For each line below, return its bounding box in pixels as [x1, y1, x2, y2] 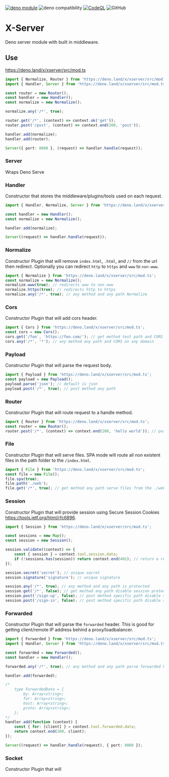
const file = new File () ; [5, 471, 59, 477]
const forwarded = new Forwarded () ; [5, 650, 82, 655]
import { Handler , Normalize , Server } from [5, 202, 100, 207]
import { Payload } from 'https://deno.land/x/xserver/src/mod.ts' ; [5, 372, 152, 377]
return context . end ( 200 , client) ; [14, 729, 87, 734]
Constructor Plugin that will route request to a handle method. [5, 409, 133, 415]
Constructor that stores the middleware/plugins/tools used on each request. [5, 193, 162, 199]
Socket [5, 754, 23, 761]
